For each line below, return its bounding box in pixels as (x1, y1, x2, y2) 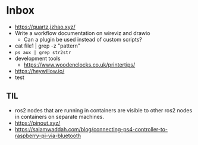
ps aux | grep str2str (14, 49, 71, 55)
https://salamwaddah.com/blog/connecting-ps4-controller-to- (14, 125, 168, 133)
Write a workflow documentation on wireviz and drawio (14, 29, 150, 36)
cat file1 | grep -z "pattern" (14, 42, 81, 49)
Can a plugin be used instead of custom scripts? (23, 36, 143, 43)
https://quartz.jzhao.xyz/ (14, 23, 76, 30)
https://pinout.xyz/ (14, 119, 61, 127)
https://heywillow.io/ (14, 67, 65, 74)
